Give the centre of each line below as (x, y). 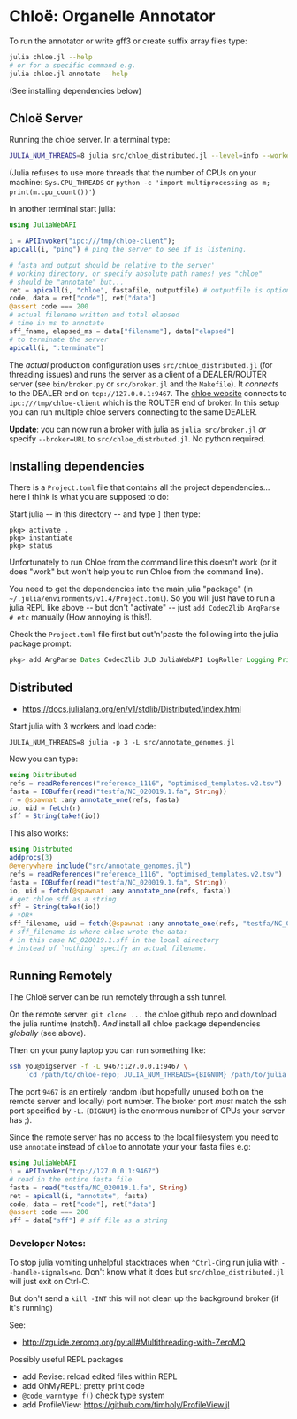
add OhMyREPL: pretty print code (83, 1386)
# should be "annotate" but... (67, 282)
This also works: (39, 833)
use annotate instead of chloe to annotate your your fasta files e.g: (130, 1147)
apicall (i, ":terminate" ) (57, 347)
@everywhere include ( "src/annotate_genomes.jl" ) (100, 866)
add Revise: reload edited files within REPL (99, 1376)
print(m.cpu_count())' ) (52, 191)
